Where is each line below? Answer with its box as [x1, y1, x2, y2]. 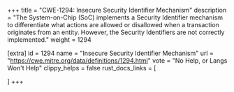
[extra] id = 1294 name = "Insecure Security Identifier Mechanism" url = [7, 49, 214, 57]
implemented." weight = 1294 [7, 36, 92, 44]
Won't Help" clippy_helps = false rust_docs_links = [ [7, 64, 156, 72]
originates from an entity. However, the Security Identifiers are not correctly [7, 28, 225, 36]
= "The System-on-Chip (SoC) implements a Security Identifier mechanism [7, 13, 224, 22]
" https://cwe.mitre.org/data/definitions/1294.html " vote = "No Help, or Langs [7, 56, 228, 65]
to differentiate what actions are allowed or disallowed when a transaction [7, 21, 220, 29]
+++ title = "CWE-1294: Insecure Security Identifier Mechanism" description [7, 6, 227, 14]
